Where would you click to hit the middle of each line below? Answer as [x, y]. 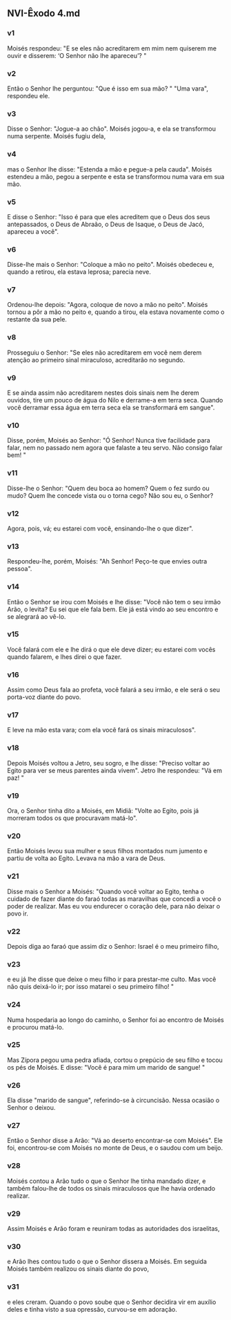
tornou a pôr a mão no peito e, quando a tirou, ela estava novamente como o [116, 312]
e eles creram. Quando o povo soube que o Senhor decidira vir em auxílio [112, 1302]
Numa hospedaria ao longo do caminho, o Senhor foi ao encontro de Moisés [115, 1020]
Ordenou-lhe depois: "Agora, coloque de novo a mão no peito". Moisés [108, 305]
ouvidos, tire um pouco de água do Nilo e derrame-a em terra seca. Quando [115, 400]
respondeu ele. [29, 95]
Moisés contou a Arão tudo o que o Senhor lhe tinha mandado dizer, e [107, 1181]
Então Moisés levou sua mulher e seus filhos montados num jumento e [108, 851]
